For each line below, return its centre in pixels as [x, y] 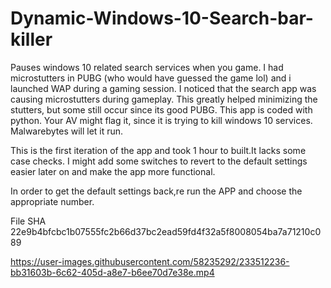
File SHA [28, 221]
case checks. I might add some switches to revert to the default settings [159, 161]
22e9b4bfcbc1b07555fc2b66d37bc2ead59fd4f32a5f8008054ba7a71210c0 [166, 231]
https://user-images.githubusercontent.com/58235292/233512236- [150, 261]
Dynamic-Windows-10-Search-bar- [162, 18]
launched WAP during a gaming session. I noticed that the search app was [163, 88]
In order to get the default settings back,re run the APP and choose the [156, 191]
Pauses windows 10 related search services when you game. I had [147, 67]
